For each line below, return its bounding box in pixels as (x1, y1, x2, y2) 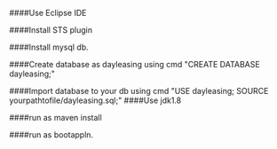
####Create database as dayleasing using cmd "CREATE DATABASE (9, 59, 260, 69)
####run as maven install (9, 113, 102, 122)
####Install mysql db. (9, 42, 89, 52)
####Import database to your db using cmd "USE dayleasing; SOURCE (9, 86, 269, 96)
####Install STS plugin (9, 25, 93, 35)
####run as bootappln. (9, 129, 94, 140)
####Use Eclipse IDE (9, 8, 87, 18)
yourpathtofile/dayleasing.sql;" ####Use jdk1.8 (9, 95, 182, 106)
